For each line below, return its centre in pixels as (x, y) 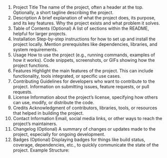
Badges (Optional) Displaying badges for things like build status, (79, 140)
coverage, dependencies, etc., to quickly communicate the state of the (86, 145)
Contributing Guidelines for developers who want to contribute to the (84, 81)
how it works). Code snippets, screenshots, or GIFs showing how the (84, 60)
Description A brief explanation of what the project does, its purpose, (84, 18)
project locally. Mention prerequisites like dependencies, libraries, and (85, 44)
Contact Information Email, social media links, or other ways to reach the (87, 118)
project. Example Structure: (41, 150)
